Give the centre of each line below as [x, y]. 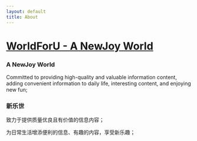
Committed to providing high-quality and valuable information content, [91, 77]
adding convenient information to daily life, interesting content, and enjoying [99, 83]
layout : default [26, 11]
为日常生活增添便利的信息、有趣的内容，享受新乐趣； [71, 132]
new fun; [17, 89]
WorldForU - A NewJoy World [80, 46]
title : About [22, 17]
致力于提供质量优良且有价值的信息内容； [55, 120]
